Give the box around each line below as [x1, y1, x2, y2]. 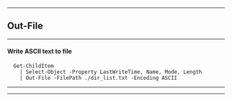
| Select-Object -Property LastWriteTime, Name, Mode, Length [19, 69, 202, 76]
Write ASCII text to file [7, 47, 72, 56]
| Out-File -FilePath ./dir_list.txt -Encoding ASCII [19, 75, 177, 82]
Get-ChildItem [13, 63, 54, 69]
